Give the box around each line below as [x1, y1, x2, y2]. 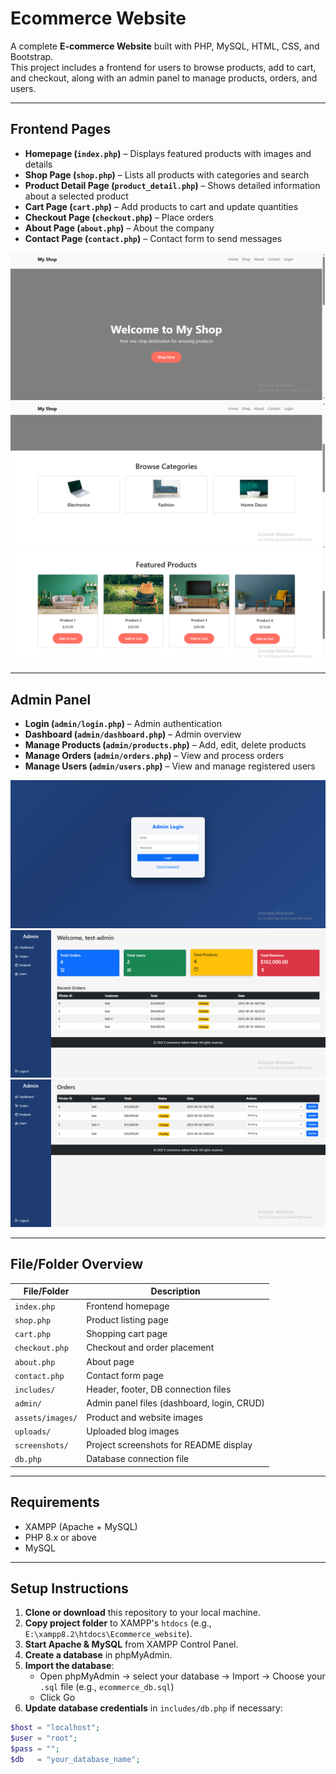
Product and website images [86, 1411, 203, 1423]
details [24, 158, 53, 170]
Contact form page [86, 1369, 164, 1381]
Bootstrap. [10, 50, 54, 62]
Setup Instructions [10, 1580, 129, 1597]
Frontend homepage [86, 1300, 170, 1312]
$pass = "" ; [10, 1744, 60, 1754]
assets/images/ [14, 1413, 78, 1423]
